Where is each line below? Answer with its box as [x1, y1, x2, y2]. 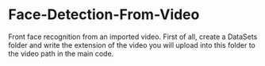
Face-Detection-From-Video [8, 6, 200, 24]
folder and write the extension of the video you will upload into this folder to [8, 40, 255, 49]
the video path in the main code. [8, 49, 114, 58]
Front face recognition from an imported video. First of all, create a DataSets [8, 32, 258, 41]
